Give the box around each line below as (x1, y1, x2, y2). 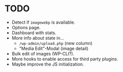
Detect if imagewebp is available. (11, 19, 75, 25)
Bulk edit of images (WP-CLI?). (11, 50, 74, 57)
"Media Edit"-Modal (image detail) (19, 45, 89, 51)
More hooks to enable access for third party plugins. (11, 56, 119, 62)
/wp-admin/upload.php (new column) (19, 40, 93, 46)
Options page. (11, 24, 41, 30)
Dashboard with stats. (11, 30, 57, 36)
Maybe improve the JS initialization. (11, 61, 84, 67)
